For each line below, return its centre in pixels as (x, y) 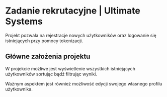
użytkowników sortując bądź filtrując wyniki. (51, 74)
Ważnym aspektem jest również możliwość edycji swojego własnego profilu (84, 83)
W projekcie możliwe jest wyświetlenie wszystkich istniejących (70, 68)
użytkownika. (19, 89)
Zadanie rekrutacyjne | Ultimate (73, 11)
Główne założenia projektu (48, 57)
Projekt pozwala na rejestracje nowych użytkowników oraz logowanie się (81, 35)
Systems (24, 21)
